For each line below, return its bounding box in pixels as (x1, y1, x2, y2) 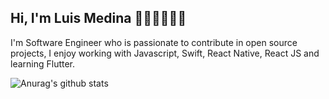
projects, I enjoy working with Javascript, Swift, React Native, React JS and (10, 47, 320, 59)
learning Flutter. (10, 57, 76, 70)
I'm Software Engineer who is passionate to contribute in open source (10, 36, 298, 48)
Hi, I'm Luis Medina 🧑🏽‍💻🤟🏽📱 (10, 10, 187, 27)
